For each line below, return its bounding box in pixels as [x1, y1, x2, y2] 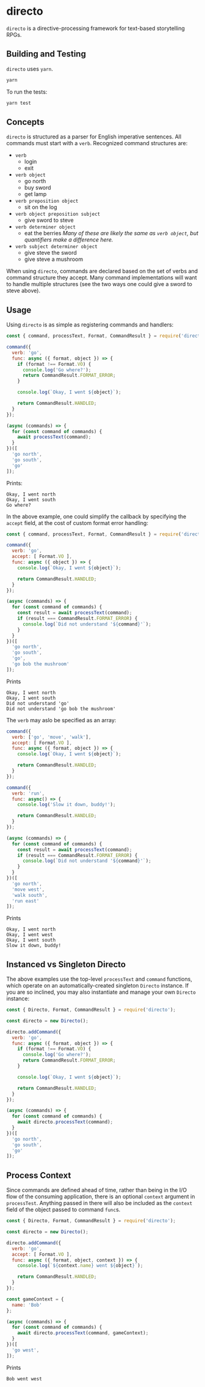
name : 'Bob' [12, 1302, 43, 1308]
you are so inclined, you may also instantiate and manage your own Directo [6, 988, 196, 996]
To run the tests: [6, 88, 48, 96]
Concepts [6, 116, 45, 127]
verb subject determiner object [15, 244, 98, 250]
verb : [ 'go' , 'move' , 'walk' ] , [12, 734, 92, 740]
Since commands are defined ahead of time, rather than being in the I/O [6, 1187, 187, 1194]
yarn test [6, 100, 32, 106]
